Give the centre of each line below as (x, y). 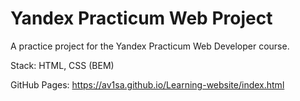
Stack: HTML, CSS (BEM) (62, 65)
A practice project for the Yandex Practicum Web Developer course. (150, 46)
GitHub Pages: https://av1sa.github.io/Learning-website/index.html (147, 84)
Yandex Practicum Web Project (141, 18)
